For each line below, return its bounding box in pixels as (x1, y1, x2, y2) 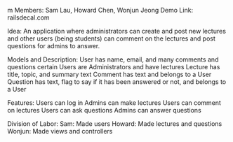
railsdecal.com (7, 13, 51, 22)
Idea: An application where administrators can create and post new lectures (7, 27, 227, 35)
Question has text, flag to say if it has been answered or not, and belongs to (7, 78, 227, 86)
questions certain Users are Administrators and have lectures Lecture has (7, 63, 220, 71)
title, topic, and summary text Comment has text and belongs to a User (7, 70, 212, 78)
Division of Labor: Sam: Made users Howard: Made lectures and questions (7, 120, 222, 128)
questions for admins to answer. (7, 42, 100, 50)
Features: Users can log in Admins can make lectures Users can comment (7, 99, 221, 107)
